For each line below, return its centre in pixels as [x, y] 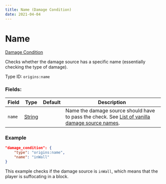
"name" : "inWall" [32, 157]
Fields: [14, 89]
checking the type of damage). [37, 67]
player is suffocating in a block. [37, 176]
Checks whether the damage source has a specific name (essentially [75, 62]
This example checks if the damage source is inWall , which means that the [82, 171]
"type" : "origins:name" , [40, 152]
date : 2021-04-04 [23, 14]
